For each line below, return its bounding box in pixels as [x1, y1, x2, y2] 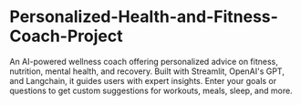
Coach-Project [9, 26, 123, 47]
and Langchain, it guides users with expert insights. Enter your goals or [9, 75, 277, 86]
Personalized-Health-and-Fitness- [9, 6, 278, 27]
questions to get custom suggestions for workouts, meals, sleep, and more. [9, 85, 294, 96]
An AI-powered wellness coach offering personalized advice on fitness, [9, 56, 278, 67]
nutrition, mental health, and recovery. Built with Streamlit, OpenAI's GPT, [9, 66, 285, 77]
